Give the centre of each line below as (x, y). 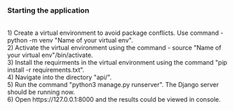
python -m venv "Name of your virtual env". (70, 40)
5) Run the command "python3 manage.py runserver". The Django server (113, 85)
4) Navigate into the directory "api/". (60, 77)
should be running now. (41, 92)
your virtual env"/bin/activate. (50, 55)
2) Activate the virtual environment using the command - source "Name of (115, 48)
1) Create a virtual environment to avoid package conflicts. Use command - (116, 33)
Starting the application (48, 10)
